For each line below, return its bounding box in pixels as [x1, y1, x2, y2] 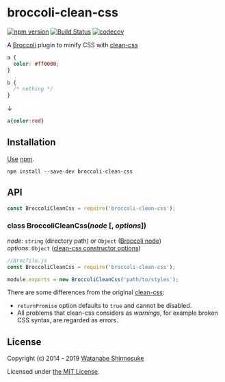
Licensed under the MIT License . [7, 368, 100, 376]
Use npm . [7, 154, 35, 163]
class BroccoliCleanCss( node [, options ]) [7, 221, 147, 230]
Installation [7, 136, 56, 148]
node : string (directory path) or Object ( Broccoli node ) [7, 237, 162, 245]
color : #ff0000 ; [13, 60, 59, 67]
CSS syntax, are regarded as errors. [16, 316, 118, 324]
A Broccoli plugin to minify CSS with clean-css [7, 40, 138, 49]
